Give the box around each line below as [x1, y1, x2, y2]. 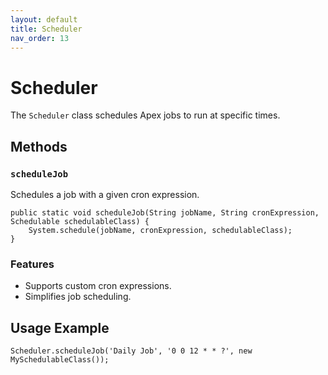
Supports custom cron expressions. [24, 280, 172, 292]
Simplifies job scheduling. [24, 291, 132, 303]
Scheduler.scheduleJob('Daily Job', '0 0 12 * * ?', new [10, 346, 253, 356]
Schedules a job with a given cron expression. [10, 189, 200, 200]
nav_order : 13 [10, 33, 70, 43]
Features [10, 257, 55, 271]
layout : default [10, 14, 78, 25]
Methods [10, 138, 68, 155]
